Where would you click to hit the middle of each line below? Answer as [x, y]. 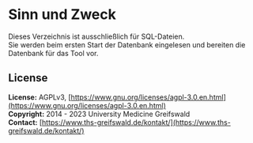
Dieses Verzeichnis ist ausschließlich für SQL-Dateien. [96, 36]
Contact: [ [25, 122]
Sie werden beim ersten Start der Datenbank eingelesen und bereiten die [127, 44]
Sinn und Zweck [62, 15]
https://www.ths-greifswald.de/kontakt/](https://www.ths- [136, 122]
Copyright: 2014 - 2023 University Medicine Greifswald [99, 114]
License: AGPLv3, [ [40, 97]
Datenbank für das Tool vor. [53, 53]
